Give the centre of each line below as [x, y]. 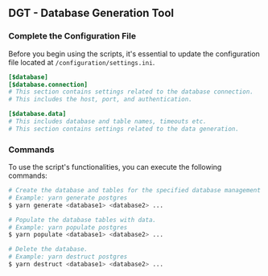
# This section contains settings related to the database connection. [131, 92]
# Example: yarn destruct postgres [68, 257]
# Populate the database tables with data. [82, 220]
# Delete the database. [48, 249]
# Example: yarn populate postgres [68, 227]
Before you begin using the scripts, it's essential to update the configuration [134, 54]
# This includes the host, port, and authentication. [101, 100]
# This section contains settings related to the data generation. [124, 129]
